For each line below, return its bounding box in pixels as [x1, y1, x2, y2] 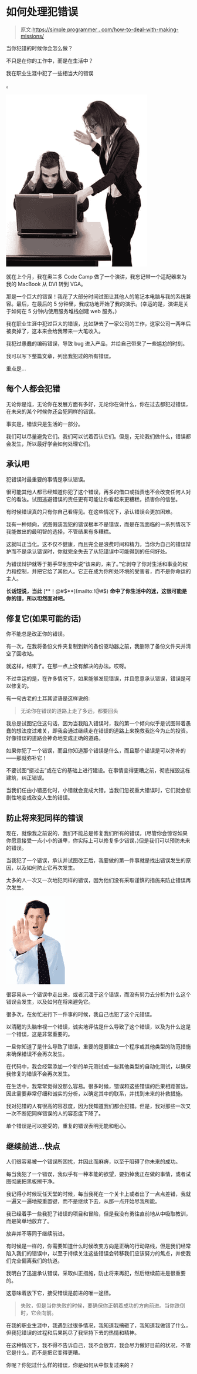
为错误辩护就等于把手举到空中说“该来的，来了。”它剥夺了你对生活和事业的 [6, 560, 183, 567]
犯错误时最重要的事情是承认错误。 [6, 475, 89, 482]
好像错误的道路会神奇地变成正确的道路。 [6, 735, 104, 742]
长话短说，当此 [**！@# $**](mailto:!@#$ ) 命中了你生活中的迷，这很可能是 [6, 587, 188, 594]
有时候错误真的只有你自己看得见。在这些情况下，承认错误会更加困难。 [6, 508, 176, 515]
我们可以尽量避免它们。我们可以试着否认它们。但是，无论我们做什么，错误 [6, 433, 186, 440]
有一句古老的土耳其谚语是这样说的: [6, 695, 90, 702]
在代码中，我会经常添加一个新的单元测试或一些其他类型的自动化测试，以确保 [6, 1063, 191, 1070]
